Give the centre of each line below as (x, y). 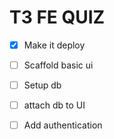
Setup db (42, 85)
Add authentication (63, 125)
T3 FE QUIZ (57, 17)
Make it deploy (54, 45)
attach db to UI (54, 105)
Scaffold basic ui (58, 65)
